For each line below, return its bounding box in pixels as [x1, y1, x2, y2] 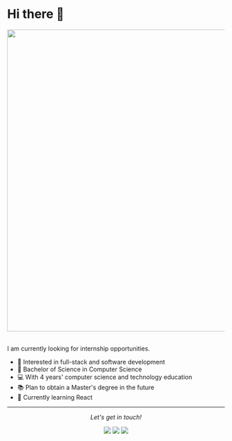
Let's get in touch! [90, 413, 142, 421]
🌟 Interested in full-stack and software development [17, 357, 166, 366]
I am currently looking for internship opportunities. [7, 344, 151, 353]
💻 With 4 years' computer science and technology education [17, 373, 193, 381]
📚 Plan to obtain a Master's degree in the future [17, 383, 155, 391]
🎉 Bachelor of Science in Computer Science [17, 365, 142, 373]
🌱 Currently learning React [17, 393, 93, 401]
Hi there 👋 [7, 6, 64, 22]
